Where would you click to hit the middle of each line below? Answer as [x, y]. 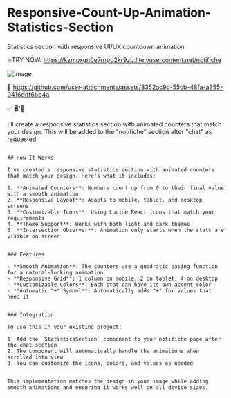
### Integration [30, 315]
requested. [22, 139]
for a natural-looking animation [55, 272]
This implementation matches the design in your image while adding [108, 381]
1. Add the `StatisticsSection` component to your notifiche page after [114, 339]
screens [18, 206]
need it [18, 296]
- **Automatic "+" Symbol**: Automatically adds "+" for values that [110, 291]
